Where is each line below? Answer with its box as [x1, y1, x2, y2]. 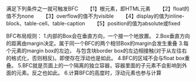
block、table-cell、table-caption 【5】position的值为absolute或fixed [6, 20, 181, 27]
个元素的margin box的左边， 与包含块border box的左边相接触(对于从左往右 [6, 47, 187, 54]
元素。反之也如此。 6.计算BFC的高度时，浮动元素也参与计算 [16, 70, 162, 76]
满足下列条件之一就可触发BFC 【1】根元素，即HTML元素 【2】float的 [6, 5, 190, 12]
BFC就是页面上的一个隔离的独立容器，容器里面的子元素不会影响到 [22, 62, 182, 69]
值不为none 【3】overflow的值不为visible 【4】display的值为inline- [6, 12, 185, 19]
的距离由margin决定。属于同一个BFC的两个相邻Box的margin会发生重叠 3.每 [6, 40, 189, 47]
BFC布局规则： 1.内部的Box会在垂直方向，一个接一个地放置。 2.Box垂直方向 [6, 32, 190, 40]
